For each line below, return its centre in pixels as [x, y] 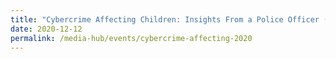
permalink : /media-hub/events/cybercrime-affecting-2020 [131, 38]
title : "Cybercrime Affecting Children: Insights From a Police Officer [165, 19]
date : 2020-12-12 [46, 29]
